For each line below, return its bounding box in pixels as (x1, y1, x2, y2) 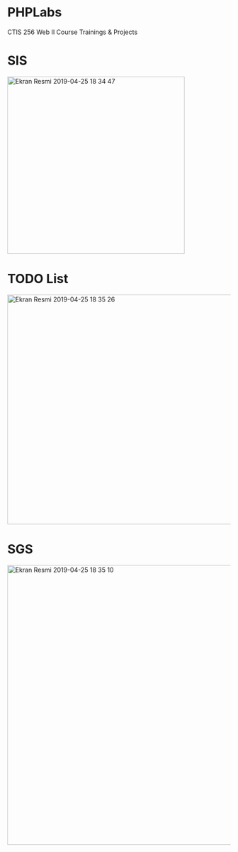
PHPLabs (7, 4, 62, 21)
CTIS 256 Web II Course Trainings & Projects (7, 28, 138, 36)
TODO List (7, 271, 69, 287)
